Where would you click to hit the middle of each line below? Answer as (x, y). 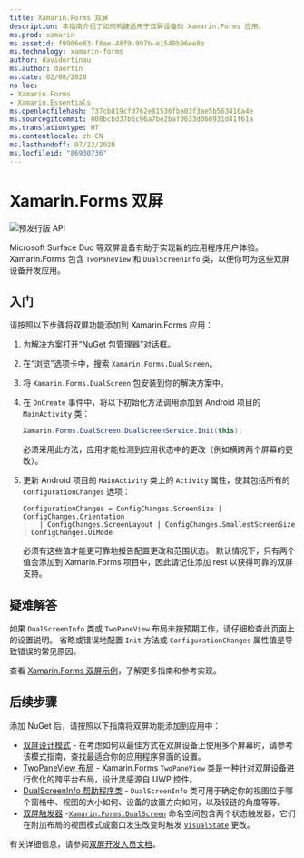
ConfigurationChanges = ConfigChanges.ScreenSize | (122, 509)
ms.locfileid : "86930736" (58, 153)
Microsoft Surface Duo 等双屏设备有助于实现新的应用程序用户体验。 (136, 247)
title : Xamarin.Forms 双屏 (59, 18)
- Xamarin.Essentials (50, 102)
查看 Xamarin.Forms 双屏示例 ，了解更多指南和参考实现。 (115, 671)
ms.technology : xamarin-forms (67, 52)
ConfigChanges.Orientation (74, 517)
